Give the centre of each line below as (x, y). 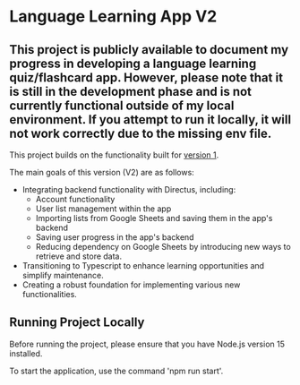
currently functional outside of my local (122, 105)
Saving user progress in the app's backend (115, 237)
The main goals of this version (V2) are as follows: (102, 172)
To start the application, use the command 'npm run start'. (116, 371)
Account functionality (75, 199)
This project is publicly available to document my (149, 50)
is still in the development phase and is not (131, 91)
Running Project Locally (77, 323)
